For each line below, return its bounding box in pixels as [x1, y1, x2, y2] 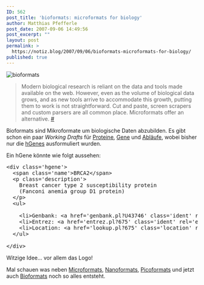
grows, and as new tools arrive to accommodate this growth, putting [21, 96, 192, 103]
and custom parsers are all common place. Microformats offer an [21, 108, 184, 116]
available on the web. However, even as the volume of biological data [21, 89, 194, 96]
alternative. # [21, 115, 55, 122]
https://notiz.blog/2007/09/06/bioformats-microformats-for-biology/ [12, 49, 191, 55]
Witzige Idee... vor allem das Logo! [6, 254, 93, 261]
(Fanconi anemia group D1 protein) [19, 188, 125, 195]
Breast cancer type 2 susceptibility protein [19, 181, 157, 189]
